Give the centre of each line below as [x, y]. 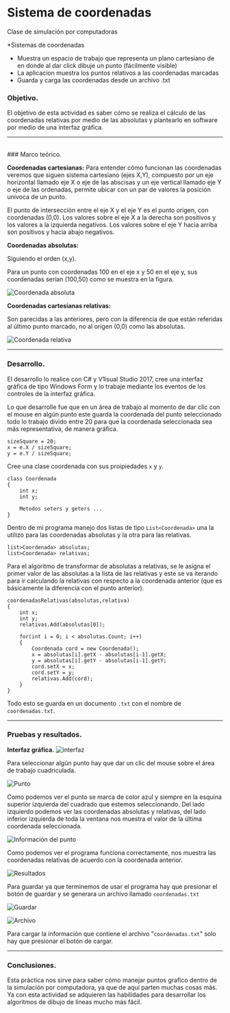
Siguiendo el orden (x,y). [42, 259]
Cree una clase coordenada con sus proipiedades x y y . [86, 466]
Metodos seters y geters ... [61, 509]
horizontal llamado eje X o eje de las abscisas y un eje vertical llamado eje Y [114, 183]
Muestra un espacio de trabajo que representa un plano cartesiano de [116, 58]
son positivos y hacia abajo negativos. [61, 232]
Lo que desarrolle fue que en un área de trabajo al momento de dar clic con [114, 407]
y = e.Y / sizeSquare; [39, 453]
